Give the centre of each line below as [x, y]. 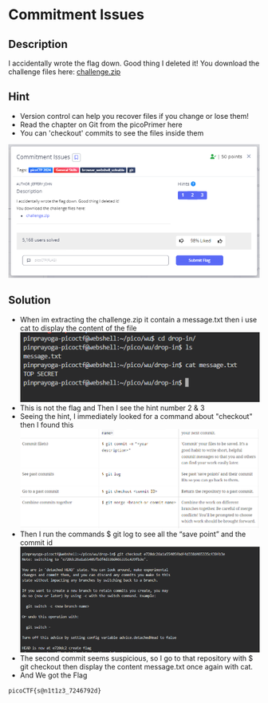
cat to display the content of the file [78, 328]
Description [38, 44]
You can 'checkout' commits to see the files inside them [112, 132]
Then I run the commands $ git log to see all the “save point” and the [133, 534]
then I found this [47, 425]
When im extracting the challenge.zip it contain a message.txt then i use [138, 319]
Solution [30, 300]
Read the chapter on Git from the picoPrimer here [101, 124]
